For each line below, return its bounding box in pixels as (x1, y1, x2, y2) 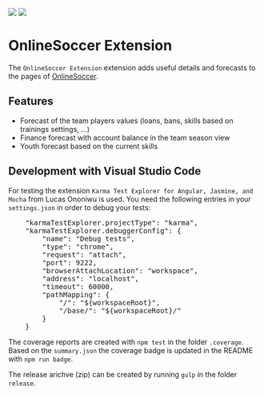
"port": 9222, (42, 258, 98, 267)
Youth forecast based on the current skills (19, 141, 158, 151)
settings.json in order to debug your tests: (8, 202, 151, 212)
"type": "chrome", (42, 242, 114, 251)
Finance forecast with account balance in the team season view (19, 133, 230, 142)
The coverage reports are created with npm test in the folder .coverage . (8, 336, 244, 347)
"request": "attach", (42, 250, 127, 259)
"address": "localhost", (42, 274, 140, 283)
